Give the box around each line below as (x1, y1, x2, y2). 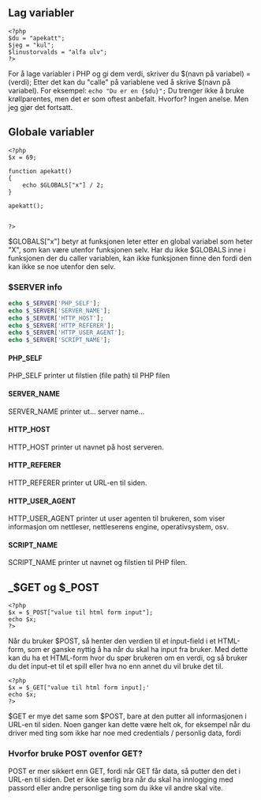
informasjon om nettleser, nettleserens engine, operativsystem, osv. (8, 522, 229, 532)
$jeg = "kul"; (8, 41, 55, 49)
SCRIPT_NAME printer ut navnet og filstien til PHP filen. (8, 558, 188, 567)
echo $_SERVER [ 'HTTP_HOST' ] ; (8, 314, 104, 322)
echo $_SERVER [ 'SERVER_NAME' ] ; (8, 306, 111, 315)
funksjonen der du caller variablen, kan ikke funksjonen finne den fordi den (8, 253, 252, 263)
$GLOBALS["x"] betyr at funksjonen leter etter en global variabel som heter (8, 237, 253, 246)
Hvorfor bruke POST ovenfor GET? (8, 748, 144, 759)
